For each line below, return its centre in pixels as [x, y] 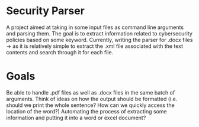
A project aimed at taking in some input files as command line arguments [95, 27]
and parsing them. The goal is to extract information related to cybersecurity [99, 33]
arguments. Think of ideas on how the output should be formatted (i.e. [92, 99]
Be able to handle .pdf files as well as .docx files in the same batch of [91, 92]
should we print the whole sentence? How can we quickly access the [90, 105]
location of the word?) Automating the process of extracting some [86, 111]
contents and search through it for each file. [60, 52]
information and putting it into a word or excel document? [76, 118]
